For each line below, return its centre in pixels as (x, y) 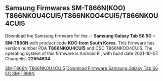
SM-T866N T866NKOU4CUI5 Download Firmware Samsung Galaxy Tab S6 (81, 68)
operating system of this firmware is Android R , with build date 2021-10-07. (82, 53)
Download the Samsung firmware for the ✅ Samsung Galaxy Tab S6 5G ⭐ (81, 36)
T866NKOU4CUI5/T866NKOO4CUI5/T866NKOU (82, 16)
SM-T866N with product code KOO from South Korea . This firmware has (80, 43)
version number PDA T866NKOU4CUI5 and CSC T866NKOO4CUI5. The (79, 48)
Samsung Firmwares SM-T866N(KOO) (65, 8)
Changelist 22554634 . (28, 58)
